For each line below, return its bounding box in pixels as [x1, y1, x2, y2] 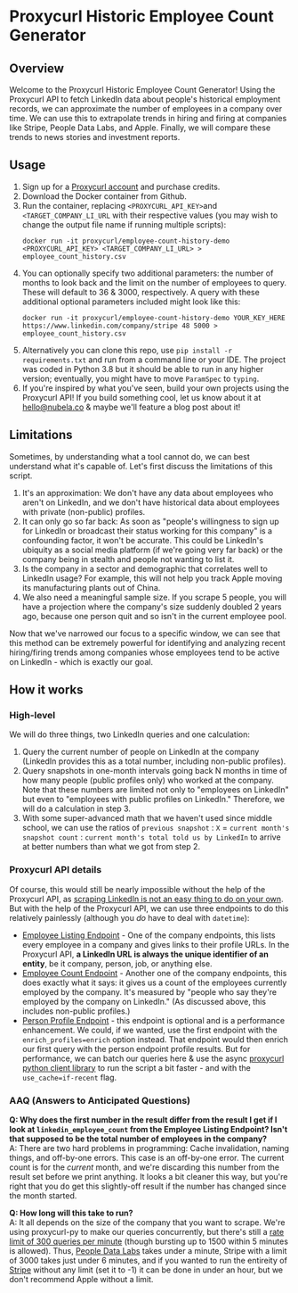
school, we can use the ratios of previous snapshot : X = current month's [21, 823, 290, 833]
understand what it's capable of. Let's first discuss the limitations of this [9, 460, 273, 471]
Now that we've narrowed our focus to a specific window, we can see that [9, 627, 280, 639]
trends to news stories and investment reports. [9, 132, 181, 142]
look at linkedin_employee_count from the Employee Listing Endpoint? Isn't [9, 1123, 288, 1134]
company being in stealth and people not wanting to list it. [21, 553, 235, 564]
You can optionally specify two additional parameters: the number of [21, 268, 274, 278]
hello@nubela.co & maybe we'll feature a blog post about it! [21, 402, 241, 412]
